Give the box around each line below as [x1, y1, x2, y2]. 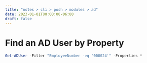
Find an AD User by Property [5, 37, 124, 48]
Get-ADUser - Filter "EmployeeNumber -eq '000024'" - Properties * [5, 53, 142, 59]
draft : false [5, 16, 32, 21]
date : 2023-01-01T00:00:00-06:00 [5, 12, 74, 17]
